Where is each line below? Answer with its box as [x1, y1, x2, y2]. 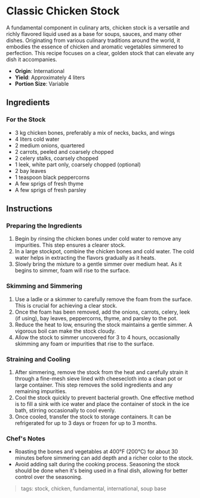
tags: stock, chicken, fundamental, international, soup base [20, 485, 167, 492]
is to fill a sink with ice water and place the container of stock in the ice [14, 400, 190, 408]
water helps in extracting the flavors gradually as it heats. [14, 254, 156, 262]
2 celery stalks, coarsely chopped [14, 154, 99, 162]
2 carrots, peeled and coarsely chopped [14, 148, 114, 155]
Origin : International [14, 67, 64, 74]
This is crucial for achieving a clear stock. [14, 302, 118, 309]
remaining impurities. [14, 387, 67, 394]
